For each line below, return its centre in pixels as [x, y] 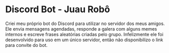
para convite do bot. [26, 45]
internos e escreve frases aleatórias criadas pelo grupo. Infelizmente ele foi [84, 34]
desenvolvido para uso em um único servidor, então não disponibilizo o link [84, 40]
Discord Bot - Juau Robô [58, 9]
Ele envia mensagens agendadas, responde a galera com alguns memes [81, 29]
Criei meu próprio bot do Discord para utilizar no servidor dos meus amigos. [85, 23]
